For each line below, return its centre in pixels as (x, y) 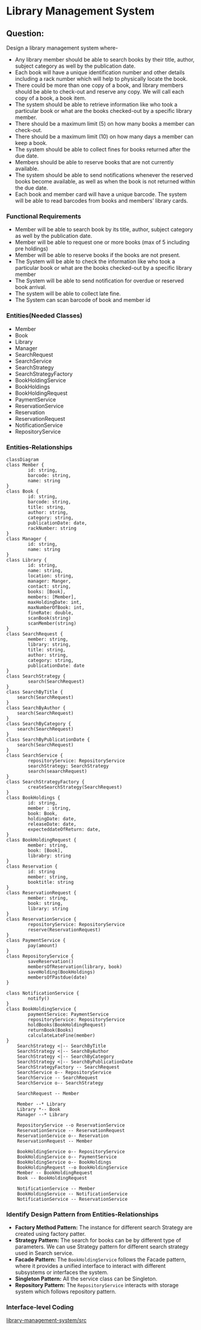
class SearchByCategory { (39, 724)
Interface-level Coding (40, 1307)
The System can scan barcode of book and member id (82, 300)
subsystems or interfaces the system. (62, 1273)
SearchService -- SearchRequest (57, 1078)
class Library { (26, 560)
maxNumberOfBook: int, (56, 607)
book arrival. (31, 287)
